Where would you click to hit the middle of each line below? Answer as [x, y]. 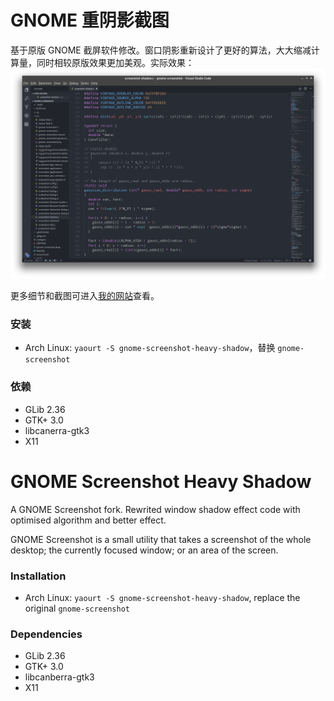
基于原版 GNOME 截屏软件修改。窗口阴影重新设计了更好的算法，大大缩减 [161, 50]
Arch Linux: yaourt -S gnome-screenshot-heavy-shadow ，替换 [150, 348]
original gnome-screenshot [77, 608]
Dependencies [46, 634]
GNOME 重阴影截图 [90, 20]
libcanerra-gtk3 [57, 430]
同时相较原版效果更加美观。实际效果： [115, 62]
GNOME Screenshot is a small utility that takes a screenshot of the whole [161, 539]
